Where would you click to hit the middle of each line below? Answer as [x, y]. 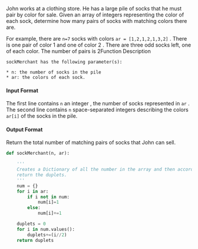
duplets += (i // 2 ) [47, 235]
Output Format [24, 130]
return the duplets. [42, 175]
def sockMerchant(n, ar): [38, 153]
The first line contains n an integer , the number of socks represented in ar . [98, 104]
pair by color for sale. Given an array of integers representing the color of [95, 15]
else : [34, 208]
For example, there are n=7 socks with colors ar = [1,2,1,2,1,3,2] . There [97, 39]
